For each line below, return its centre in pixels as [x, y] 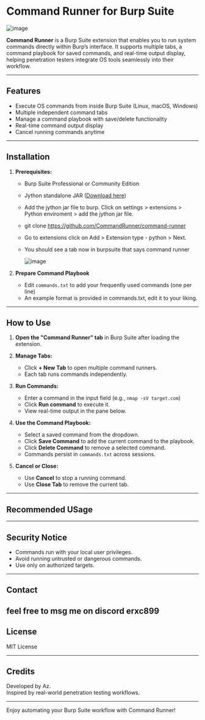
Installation [28, 157]
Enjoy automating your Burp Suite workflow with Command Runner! [91, 710]
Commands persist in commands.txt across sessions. [90, 454]
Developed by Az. [29, 686]
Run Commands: [37, 386]
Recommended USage [50, 509]
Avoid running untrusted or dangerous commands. [78, 559]
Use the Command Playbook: [53, 423]
